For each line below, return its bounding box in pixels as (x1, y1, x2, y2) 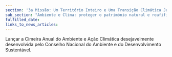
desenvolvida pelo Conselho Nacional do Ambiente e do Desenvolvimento (5, 42, 161, 48)
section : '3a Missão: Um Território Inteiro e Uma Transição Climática (5, 7, 161, 13)
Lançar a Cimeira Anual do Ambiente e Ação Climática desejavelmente (5, 36, 154, 42)
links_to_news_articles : (5, 22, 58, 27)
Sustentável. (5, 47, 32, 53)
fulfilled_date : (5, 17, 40, 22)
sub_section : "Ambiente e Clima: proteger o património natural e (5, 12, 150, 17)
